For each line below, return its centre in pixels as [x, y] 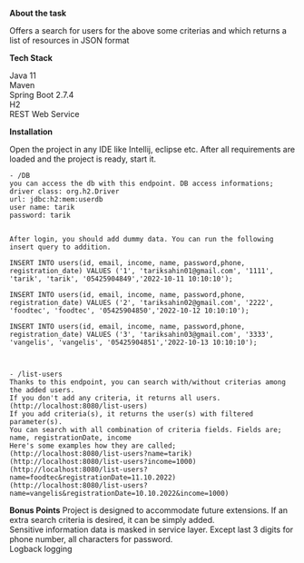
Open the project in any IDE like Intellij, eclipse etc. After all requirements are [152, 149]
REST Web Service [44, 114]
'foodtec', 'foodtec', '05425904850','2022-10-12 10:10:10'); [129, 311]
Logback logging [41, 549]
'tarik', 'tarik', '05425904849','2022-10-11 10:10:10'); [121, 279]
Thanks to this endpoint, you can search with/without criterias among [147, 382]
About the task [38, 13]
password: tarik [40, 215]
